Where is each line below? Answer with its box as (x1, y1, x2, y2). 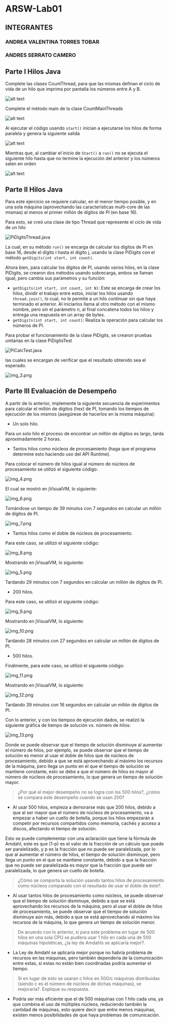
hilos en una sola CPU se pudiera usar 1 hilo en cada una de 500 (17, 934, 151, 940)
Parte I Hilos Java (5, 67, 61, 76)
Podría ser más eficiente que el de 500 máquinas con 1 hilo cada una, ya (12, 996, 163, 1002)
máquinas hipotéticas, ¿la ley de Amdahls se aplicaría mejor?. (17, 939, 145, 946)
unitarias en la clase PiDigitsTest (5, 337, 72, 344)
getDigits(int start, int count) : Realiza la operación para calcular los (12, 317, 163, 323)
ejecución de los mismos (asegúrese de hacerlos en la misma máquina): (5, 411, 155, 417)
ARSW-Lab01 (5, 3, 62, 15)
